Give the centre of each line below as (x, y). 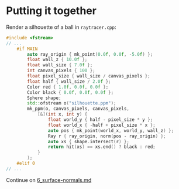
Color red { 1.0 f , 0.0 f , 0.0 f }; (68, 87)
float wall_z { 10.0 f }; (57, 60)
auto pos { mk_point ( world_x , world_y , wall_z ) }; (111, 130)
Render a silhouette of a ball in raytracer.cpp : (61, 27)
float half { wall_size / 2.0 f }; (69, 81)
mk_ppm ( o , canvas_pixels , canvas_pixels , (78, 109)
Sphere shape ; (44, 98)
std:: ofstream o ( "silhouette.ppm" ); (72, 103)
